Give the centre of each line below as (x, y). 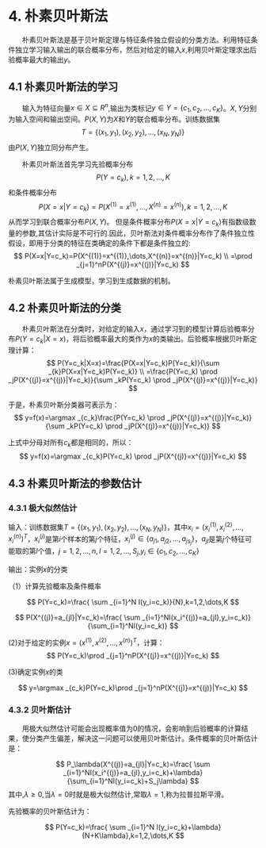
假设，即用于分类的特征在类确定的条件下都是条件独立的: (100, 244)
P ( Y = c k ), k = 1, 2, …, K (133, 178)
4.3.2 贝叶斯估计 (40, 709)
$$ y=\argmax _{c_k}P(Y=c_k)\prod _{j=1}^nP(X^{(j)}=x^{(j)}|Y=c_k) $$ (133, 688)
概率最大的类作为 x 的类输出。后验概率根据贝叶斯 (172, 339)
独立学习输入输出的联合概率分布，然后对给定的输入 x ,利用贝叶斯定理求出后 (136, 49)
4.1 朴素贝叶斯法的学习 (63, 87)
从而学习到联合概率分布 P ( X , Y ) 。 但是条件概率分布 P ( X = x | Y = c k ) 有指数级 (129, 223)
